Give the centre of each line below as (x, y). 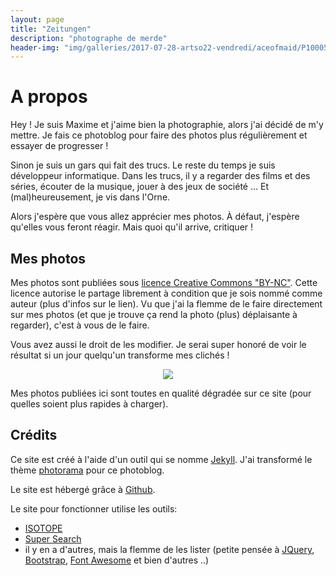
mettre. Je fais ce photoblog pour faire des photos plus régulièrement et (159, 135)
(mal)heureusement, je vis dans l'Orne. (90, 197)
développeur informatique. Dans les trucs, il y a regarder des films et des (160, 176)
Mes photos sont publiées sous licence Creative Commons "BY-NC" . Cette (164, 282)
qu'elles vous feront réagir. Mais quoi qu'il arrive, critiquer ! (132, 227)
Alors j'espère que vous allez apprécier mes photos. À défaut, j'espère (155, 217)
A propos (49, 97)
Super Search (53, 538)
